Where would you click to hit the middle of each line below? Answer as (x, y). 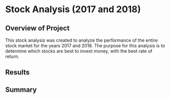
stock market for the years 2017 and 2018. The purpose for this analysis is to (85, 46)
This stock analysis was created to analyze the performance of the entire (82, 40)
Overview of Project (38, 28)
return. (12, 56)
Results (18, 72)
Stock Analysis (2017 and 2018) (73, 9)
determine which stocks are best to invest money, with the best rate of (79, 51)
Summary (21, 90)
